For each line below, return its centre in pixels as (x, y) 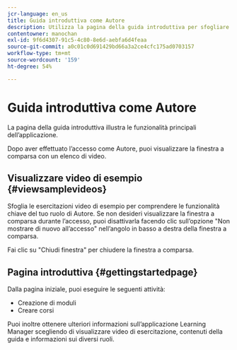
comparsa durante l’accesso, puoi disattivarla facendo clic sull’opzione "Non (119, 221)
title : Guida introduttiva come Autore (66, 21)
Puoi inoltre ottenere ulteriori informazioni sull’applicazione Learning (107, 324)
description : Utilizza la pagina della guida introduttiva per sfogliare (118, 27)
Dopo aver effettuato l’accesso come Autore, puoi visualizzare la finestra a (116, 148)
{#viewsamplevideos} (57, 189)
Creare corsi (36, 310)
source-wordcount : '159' (44, 60)
